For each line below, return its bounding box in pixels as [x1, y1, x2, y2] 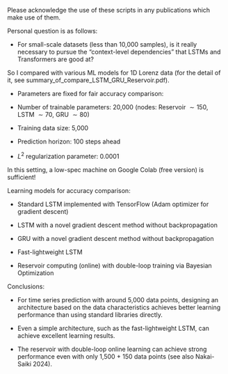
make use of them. [7, 13, 61, 22]
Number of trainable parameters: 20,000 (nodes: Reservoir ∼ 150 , [17, 103, 209, 111]
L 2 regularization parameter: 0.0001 [17, 151, 120, 160]
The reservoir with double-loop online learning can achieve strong [17, 345, 207, 353]
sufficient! [7, 173, 36, 181]
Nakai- [195, 352, 215, 361]
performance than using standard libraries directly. [17, 310, 163, 319]
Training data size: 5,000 [17, 124, 89, 132]
